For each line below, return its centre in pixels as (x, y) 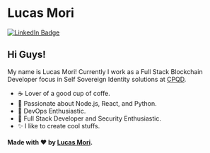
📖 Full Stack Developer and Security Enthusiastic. (89, 118)
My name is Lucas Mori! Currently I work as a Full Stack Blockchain (105, 71)
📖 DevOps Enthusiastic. (52, 111)
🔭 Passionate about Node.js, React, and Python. (87, 103)
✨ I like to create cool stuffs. (59, 126)
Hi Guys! (27, 55)
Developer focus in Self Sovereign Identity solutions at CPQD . (97, 79)
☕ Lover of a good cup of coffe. (64, 93)
